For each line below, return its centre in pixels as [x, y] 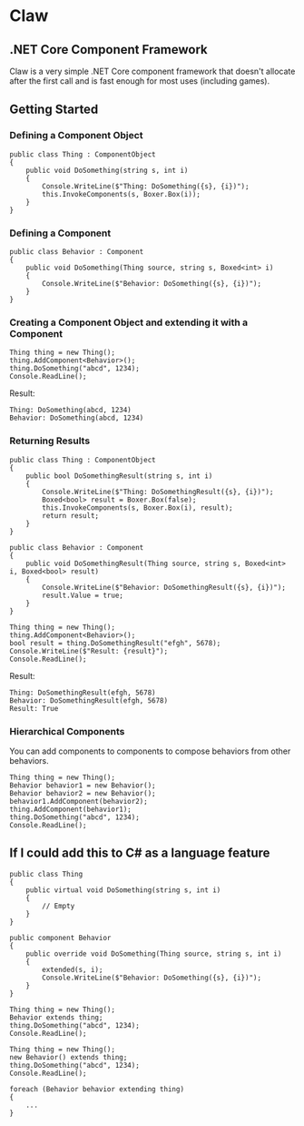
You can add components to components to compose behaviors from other [150, 751]
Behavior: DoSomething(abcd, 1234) [77, 418]
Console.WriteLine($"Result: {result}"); [89, 651]
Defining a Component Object [76, 136]
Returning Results [50, 441]
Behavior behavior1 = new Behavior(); [83, 785]
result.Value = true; [83, 595]
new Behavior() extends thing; [69, 1057]
